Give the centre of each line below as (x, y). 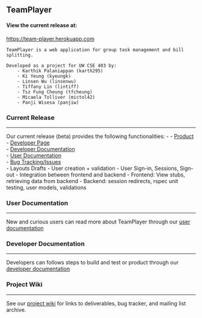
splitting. (20, 55)
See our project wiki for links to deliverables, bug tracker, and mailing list (96, 303)
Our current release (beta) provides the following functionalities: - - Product (100, 136)
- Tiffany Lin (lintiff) (48, 87)
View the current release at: (42, 25)
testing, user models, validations (46, 187)
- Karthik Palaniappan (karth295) (60, 71)
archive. (16, 310)
